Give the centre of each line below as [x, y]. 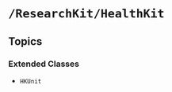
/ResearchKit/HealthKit [86, 14]
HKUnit [31, 81]
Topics [25, 41]
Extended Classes [44, 64]
